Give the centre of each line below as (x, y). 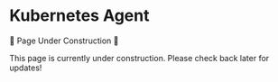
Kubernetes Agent (79, 16)
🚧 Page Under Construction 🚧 (64, 41)
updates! (26, 68)
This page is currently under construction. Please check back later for (139, 58)
